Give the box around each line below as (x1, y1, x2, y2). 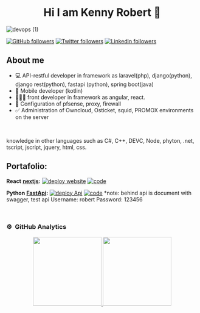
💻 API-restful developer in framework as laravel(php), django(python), (15, 71, 193, 79)
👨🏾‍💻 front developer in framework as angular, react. (15, 93, 146, 101)
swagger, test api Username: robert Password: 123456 (6, 195, 143, 203)
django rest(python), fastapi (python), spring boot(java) (15, 81, 154, 88)
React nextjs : (6, 177, 41, 185)
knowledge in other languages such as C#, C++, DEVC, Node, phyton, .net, (6, 137, 195, 144)
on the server (15, 113, 49, 121)
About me (6, 55, 44, 66)
